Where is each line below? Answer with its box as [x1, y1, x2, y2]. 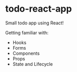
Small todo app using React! [5, 20, 64, 26]
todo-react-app [5, 3, 72, 15]
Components [12, 50, 40, 56]
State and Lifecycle [12, 61, 53, 67]
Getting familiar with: [5, 29, 49, 35]
